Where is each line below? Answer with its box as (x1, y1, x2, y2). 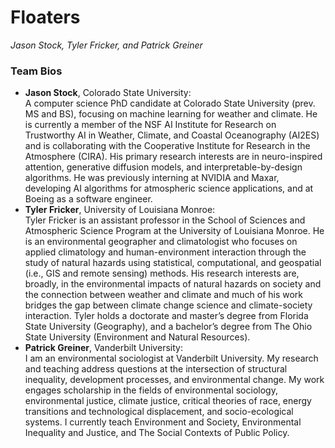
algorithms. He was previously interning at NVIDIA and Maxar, (24, 172, 280, 184)
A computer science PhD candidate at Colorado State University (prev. (24, 97, 316, 110)
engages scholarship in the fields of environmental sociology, (24, 384, 278, 396)
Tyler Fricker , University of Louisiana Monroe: (24, 204, 216, 216)
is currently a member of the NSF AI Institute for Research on (24, 119, 277, 131)
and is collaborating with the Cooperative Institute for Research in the (24, 140, 311, 152)
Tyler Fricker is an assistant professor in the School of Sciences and (24, 214, 306, 226)
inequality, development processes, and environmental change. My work (24, 374, 325, 386)
